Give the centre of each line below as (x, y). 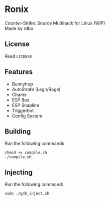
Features (19, 72)
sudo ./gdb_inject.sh (27, 193)
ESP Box (20, 100)
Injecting (19, 172)
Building (18, 131)
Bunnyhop (22, 84)
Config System (27, 115)
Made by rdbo (19, 28)
